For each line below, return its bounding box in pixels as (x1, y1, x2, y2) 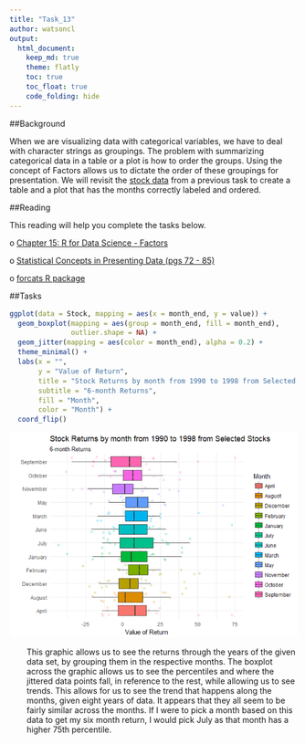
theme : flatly (26, 63, 79, 72)
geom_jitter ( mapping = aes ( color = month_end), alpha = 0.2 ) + (17, 338, 263, 347)
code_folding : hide (26, 91, 100, 100)
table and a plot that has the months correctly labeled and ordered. (9, 183, 262, 195)
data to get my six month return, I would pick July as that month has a (26, 715, 289, 726)
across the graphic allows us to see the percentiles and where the (26, 666, 275, 677)
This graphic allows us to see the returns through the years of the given (26, 646, 296, 657)
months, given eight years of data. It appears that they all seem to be (26, 695, 286, 707)
